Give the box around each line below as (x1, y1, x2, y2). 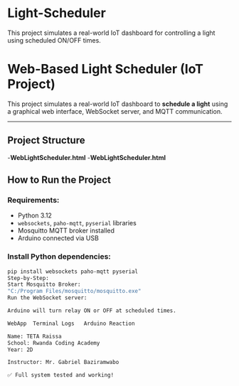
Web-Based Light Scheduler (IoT (7, 61, 204, 77)
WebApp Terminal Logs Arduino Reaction (7, 320, 135, 327)
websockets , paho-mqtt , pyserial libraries (17, 219, 137, 227)
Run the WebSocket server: (7, 294, 87, 301)
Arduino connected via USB (17, 234, 100, 242)
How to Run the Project (7, 174, 112, 186)
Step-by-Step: (7, 274, 50, 282)
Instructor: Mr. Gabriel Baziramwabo (7, 359, 119, 366)
